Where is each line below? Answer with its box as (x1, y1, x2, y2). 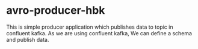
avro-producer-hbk (6, 4, 105, 17)
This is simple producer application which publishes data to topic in (6, 23, 173, 30)
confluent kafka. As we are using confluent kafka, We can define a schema (6, 29, 193, 36)
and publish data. (6, 36, 49, 43)
